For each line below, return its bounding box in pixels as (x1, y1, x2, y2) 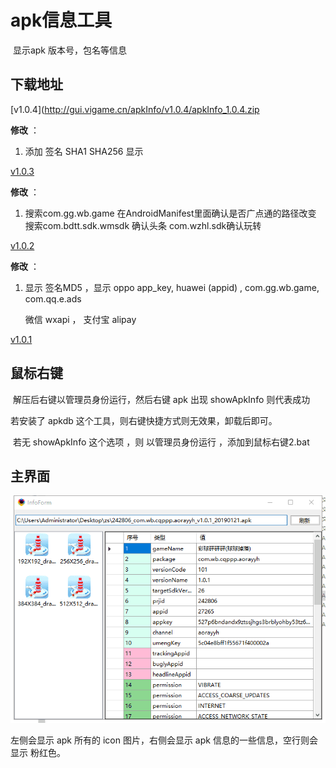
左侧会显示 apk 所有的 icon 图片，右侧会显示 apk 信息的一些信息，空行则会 (10, 734, 318, 746)
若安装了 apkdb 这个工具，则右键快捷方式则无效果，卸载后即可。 (10, 414, 278, 426)
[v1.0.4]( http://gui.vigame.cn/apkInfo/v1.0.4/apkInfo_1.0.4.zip (10, 103, 260, 115)
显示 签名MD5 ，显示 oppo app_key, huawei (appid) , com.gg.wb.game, (24, 281, 320, 293)
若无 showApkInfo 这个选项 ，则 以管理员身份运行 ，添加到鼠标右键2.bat (12, 436, 310, 448)
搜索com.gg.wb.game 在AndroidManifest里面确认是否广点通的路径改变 (24, 207, 317, 219)
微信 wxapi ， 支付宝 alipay (24, 313, 137, 325)
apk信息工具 (10, 9, 113, 32)
